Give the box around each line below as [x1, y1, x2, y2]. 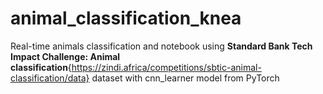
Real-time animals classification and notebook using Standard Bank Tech [10, 40, 313, 52]
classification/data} [10, 72, 90, 84]
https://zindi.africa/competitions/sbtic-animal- [71, 61, 262, 73]
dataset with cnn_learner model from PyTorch [91, 72, 280, 84]
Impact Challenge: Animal [10, 50, 121, 62]
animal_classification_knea [10, 7, 242, 30]
